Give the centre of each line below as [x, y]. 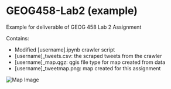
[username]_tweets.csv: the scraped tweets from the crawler [88, 56]
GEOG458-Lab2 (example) [72, 11]
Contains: [18, 38]
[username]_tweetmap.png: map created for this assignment [88, 68]
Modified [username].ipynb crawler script [65, 49]
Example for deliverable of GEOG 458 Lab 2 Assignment [74, 27]
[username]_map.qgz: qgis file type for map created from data [90, 62]
